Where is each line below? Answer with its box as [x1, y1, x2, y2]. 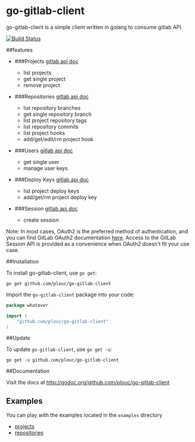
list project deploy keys [23, 187, 80, 195]
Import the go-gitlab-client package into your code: [6, 291, 135, 298]
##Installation [6, 257, 39, 265]
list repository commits [23, 123, 79, 130]
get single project [23, 75, 66, 82]
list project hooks [23, 129, 66, 136]
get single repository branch [23, 110, 92, 118]
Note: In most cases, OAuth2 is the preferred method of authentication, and [6, 227, 189, 235]
